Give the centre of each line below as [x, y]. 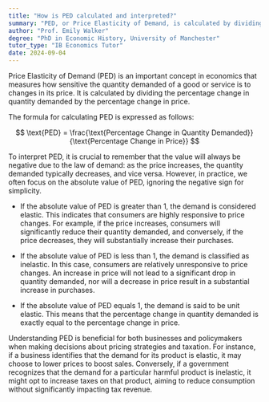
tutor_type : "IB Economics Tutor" [66, 46]
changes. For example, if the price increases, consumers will [120, 223]
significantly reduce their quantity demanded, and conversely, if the [132, 232]
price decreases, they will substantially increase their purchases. [127, 240]
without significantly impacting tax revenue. [80, 389]
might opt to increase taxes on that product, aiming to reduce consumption [132, 381]
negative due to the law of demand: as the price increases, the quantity [126, 165]
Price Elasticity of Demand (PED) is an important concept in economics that [133, 76]
